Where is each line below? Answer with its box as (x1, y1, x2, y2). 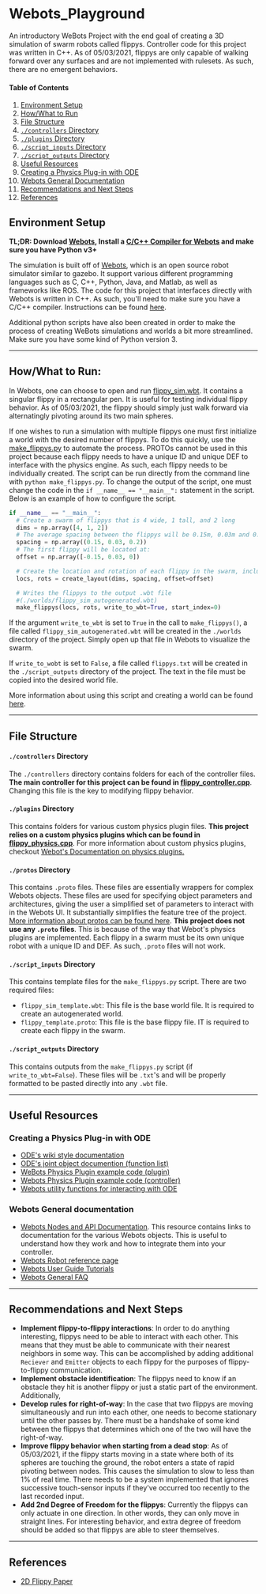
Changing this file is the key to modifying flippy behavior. (9, 786, 194, 795)
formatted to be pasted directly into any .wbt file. (9, 1078, 168, 1088)
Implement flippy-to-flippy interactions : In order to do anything (20, 1323, 230, 1333)
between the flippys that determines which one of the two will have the (20, 1425, 252, 1434)
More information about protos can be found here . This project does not (9, 916, 245, 926)
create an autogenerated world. (20, 1009, 124, 1019)
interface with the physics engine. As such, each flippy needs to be (9, 460, 228, 469)
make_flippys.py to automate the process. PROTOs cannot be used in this (9, 443, 248, 452)
